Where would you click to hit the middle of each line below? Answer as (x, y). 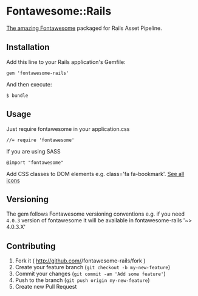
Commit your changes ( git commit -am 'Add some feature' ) (90, 274)
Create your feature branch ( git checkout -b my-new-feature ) (93, 267)
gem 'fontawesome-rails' (38, 73)
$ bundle (17, 96)
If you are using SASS (33, 151)
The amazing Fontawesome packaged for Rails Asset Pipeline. (84, 28)
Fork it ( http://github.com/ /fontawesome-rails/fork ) (80, 261)
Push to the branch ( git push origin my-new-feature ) (82, 280)
